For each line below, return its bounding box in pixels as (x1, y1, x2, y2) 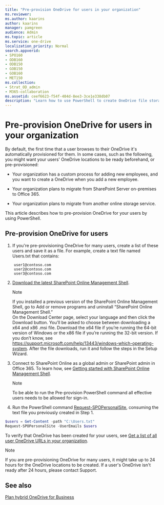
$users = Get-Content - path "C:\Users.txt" (5, 419, 95, 424)
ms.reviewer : (5, 12, 32, 17)
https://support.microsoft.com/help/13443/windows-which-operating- (12, 340, 154, 346)
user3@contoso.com (14, 271, 51, 276)
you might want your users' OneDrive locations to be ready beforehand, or (5, 156, 155, 162)
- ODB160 (5, 57, 23, 62)
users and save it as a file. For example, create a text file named (12, 248, 141, 253)
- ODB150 (5, 62, 23, 67)
